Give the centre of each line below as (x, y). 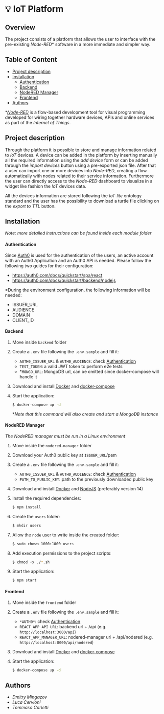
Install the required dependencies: (47, 498)
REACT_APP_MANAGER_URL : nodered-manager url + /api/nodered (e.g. (86, 637)
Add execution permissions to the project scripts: (62, 553)
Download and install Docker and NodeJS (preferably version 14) (78, 488)
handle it (28, 377)
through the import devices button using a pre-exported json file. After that (81, 165)
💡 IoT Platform (34, 9)
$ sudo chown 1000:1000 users (43, 544)
